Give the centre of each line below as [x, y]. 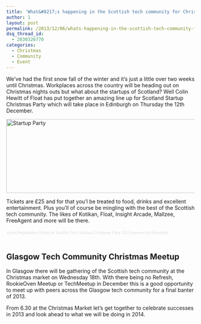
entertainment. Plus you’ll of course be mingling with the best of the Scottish [100, 207]
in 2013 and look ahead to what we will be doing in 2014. [76, 314]
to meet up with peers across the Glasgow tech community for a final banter [100, 290]
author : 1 [19, 17]
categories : [21, 45]
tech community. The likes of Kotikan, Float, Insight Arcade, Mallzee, [91, 214]
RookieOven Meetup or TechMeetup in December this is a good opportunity [100, 284]
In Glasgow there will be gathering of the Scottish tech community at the [95, 271]
